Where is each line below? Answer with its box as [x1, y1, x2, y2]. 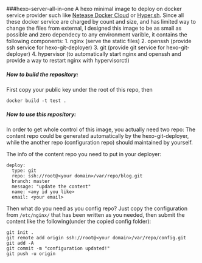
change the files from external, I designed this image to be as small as [6, 24, 182, 32]
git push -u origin [6, 250, 56, 257]
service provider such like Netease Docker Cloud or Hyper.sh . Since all [6, 12, 184, 19]
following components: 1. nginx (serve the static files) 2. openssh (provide [6, 38, 192, 44]
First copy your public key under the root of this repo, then [6, 86, 153, 93]
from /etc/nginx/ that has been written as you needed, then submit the [6, 211, 185, 218]
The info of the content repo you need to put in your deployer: [6, 150, 162, 157]
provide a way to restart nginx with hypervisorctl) [6, 57, 130, 64]
